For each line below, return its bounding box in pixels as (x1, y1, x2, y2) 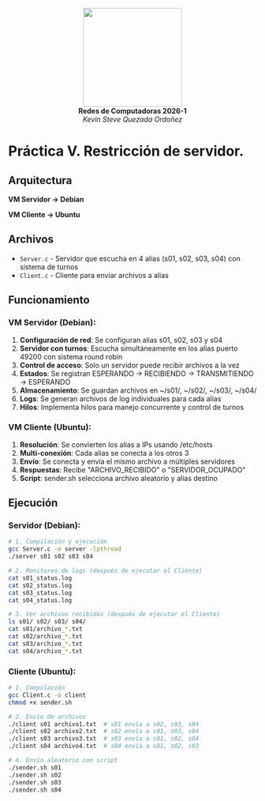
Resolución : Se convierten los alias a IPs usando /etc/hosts (19, 439, 213, 449)
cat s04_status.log (8, 596, 73, 604)
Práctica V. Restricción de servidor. (8, 142, 244, 160)
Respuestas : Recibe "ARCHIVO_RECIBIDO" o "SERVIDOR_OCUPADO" (19, 464, 246, 474)
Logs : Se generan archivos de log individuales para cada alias (19, 393, 222, 403)
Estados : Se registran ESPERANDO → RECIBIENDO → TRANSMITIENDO (19, 368, 254, 378)
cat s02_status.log (8, 581, 73, 589)
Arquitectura (8, 174, 73, 187)
